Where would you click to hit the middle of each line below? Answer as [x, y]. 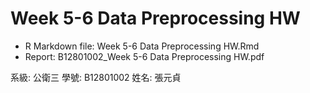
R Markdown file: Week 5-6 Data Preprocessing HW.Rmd [142, 46]
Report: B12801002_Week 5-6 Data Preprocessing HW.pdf [144, 56]
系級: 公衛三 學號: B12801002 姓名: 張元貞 [96, 77]
